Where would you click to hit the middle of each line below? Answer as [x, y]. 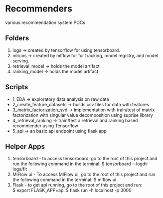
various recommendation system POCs [45, 22]
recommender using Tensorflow [45, 126]
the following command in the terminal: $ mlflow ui [64, 180]
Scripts [17, 87]
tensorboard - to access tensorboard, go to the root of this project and [85, 159]
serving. [21, 61]
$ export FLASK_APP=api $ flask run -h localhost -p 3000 [72, 191]
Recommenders [39, 9]
